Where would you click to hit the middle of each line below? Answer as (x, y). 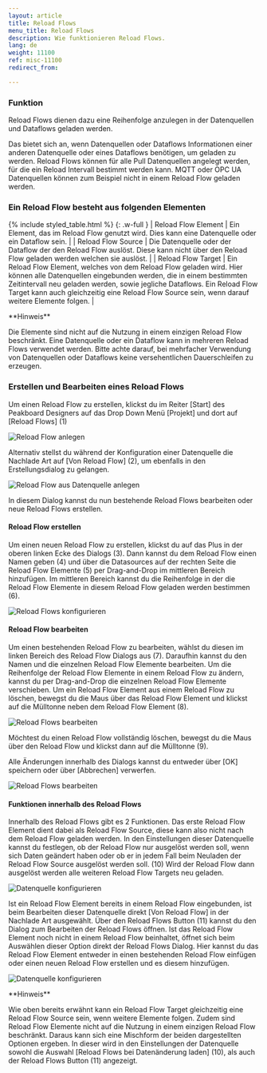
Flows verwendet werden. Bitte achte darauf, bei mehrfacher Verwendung (130, 349)
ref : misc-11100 (35, 61)
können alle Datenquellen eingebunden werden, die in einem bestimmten (128, 276)
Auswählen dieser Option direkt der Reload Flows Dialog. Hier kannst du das (133, 946)
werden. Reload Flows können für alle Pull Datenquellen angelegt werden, (130, 162)
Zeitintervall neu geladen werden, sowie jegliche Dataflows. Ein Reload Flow (133, 284)
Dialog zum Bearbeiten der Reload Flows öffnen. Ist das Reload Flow (121, 929)
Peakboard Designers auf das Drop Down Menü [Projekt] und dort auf (123, 413)
